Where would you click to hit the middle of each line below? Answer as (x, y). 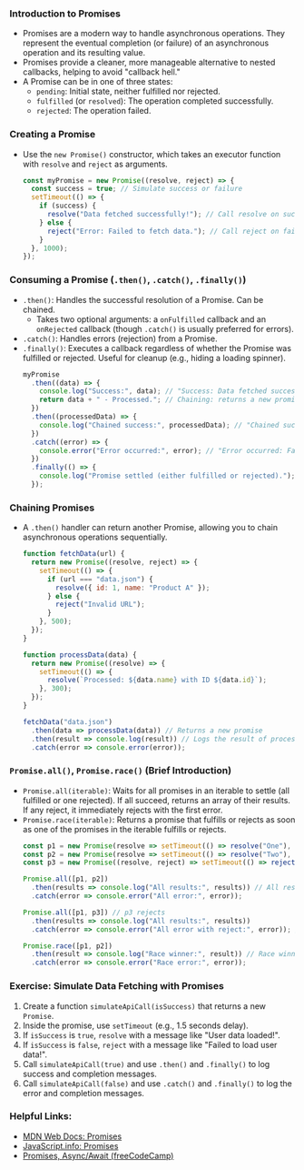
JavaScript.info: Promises (70, 1145)
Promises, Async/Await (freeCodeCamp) (98, 1155)
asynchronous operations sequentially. (95, 537)
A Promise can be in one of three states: (98, 82)
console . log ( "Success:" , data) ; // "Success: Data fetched (153, 391)
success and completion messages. (89, 1074)
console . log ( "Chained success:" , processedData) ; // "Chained (159, 425)
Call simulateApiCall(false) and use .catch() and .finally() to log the (157, 1083)
